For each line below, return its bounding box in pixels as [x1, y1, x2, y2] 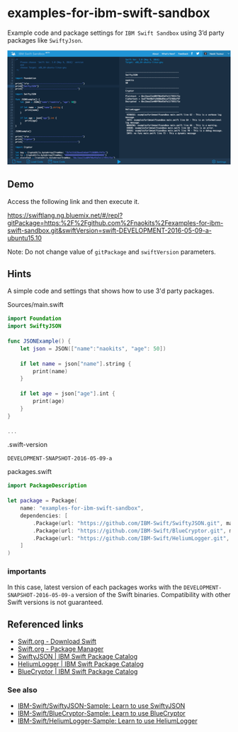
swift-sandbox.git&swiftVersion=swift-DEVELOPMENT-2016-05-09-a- [7, 226, 212, 235]
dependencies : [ [20, 512, 69, 520]
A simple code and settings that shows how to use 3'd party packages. [7, 286, 215, 296]
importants [7, 566, 47, 576]
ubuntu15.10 [7, 233, 42, 242]
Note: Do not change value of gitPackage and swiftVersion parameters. [7, 247, 216, 256]
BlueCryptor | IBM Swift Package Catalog [17, 667, 138, 676]
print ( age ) [33, 398, 65, 405]
